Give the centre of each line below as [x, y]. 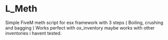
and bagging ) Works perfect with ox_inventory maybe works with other [80, 27]
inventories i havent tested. [33, 33]
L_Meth [21, 9]
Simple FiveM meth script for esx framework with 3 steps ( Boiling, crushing [84, 22]
